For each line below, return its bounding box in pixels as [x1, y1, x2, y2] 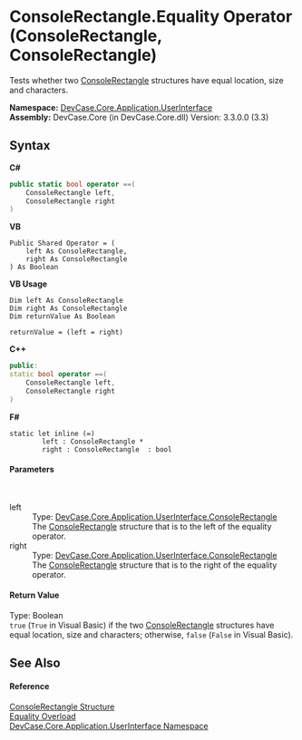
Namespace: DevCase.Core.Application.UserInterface [9, 102, 213, 112]
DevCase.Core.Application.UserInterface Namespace [9, 720, 209, 731]
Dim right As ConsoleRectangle [9, 304, 128, 314]
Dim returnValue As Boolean [9, 312, 116, 321]
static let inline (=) [9, 429, 95, 438]
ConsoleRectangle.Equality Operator [9, 6, 293, 27]
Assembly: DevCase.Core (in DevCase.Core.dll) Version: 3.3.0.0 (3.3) [9, 112, 269, 122]
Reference [9, 681, 50, 692]
